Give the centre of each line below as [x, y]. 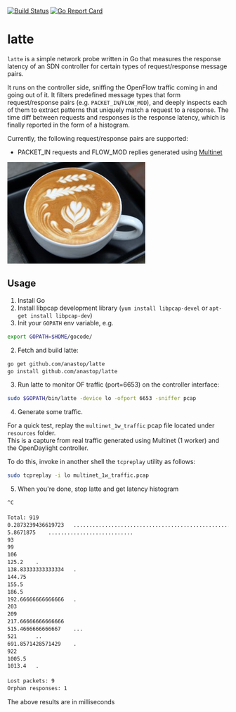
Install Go [31, 300]
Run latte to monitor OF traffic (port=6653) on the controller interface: [118, 385]
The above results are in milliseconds [61, 701]
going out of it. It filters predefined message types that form [94, 94]
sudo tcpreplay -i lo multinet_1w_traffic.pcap [78, 475]
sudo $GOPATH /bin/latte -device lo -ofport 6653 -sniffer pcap [102, 399]
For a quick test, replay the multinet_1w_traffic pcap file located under [111, 425]
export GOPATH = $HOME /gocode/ [50, 337]
